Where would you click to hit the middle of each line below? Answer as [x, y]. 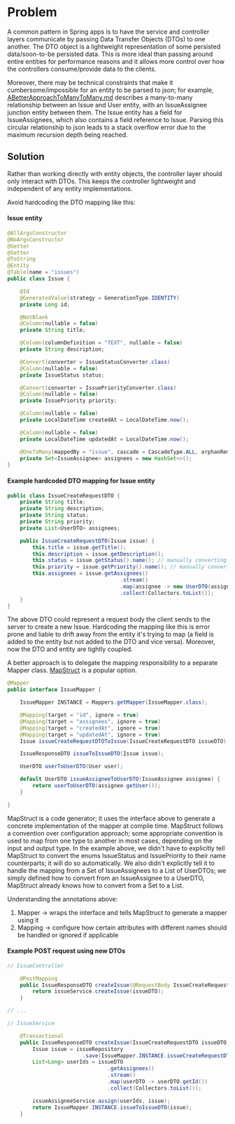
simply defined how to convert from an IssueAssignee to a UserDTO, [106, 878]
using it [28, 920]
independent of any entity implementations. [70, 188]
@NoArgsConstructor [36, 239]
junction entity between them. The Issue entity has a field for [95, 112]
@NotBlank [34, 317]
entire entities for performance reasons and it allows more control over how [116, 61]
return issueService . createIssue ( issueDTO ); [98, 991]
